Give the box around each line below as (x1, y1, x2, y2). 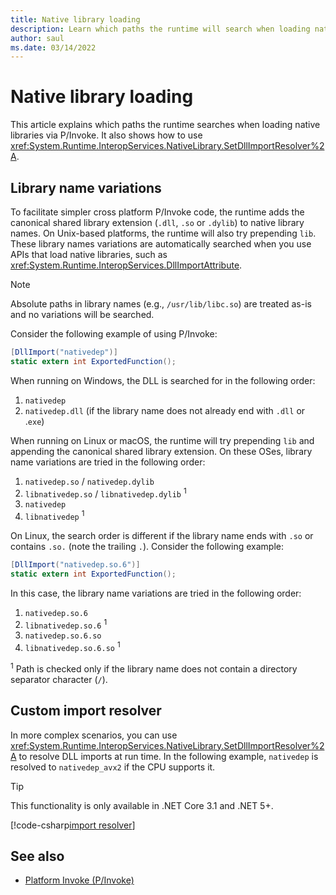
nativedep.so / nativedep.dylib (24, 475, 155, 487)
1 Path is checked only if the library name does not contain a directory (10, 661, 298, 675)
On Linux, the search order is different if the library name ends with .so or (10, 530, 314, 542)
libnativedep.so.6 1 (24, 617, 108, 631)
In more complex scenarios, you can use (10, 729, 178, 741)
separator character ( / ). (10, 673, 108, 685)
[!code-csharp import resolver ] (10, 819, 136, 831)
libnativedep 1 (24, 509, 85, 523)
